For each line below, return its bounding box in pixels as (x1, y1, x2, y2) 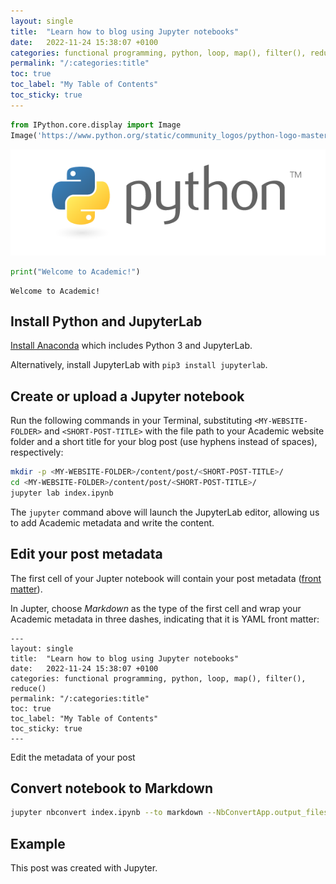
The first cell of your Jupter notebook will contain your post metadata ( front (10, 572, 322, 584)
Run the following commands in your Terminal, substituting (10, 415, 253, 427)
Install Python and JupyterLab (10, 313, 203, 330)
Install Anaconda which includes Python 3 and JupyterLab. (10, 340, 253, 352)
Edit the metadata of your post (10, 751, 136, 763)
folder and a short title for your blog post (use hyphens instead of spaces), (10, 436, 318, 448)
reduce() (10, 683, 47, 694)
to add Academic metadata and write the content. (10, 516, 215, 529)
